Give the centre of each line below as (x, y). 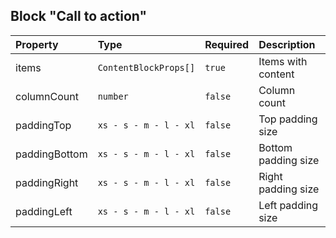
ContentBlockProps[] (146, 67)
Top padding (288, 119)
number (113, 96)
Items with (283, 61)
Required (227, 44)
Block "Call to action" (79, 16)
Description (287, 44)
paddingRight (47, 182)
